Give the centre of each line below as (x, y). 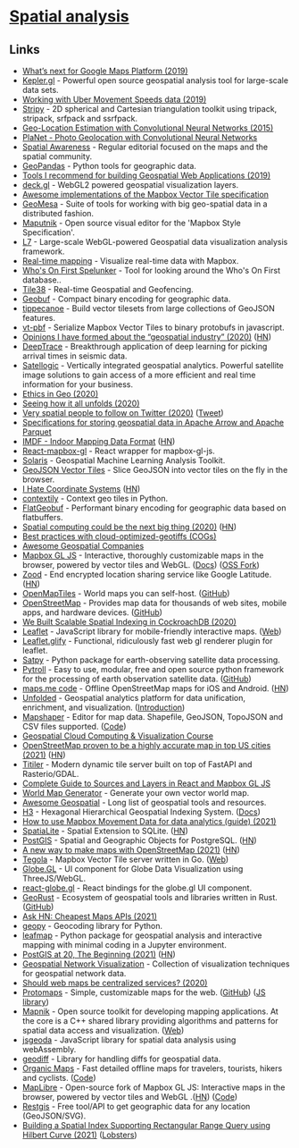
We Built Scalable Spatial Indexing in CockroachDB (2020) (129, 622)
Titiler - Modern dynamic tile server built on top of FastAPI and (137, 764)
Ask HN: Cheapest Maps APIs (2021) (90, 916)
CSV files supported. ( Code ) (74, 726)
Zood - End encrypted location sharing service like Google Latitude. (147, 574)
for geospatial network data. (74, 973)
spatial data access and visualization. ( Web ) (103, 1030)
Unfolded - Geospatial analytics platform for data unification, (133, 698)
